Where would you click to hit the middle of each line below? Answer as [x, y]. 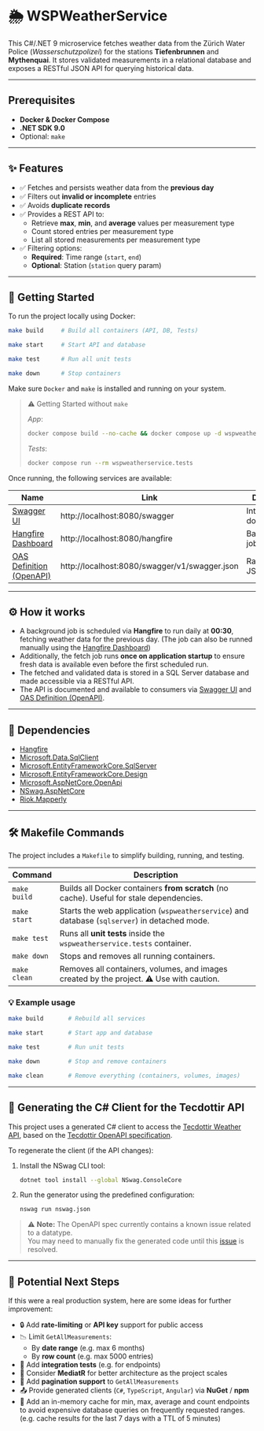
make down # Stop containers [65, 374]
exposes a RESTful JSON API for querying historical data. [101, 68]
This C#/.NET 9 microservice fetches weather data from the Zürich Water [126, 43]
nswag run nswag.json [55, 1210]
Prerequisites [42, 100]
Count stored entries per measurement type [103, 231]
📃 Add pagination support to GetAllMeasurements [99, 1381]
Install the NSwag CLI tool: [62, 1165]
